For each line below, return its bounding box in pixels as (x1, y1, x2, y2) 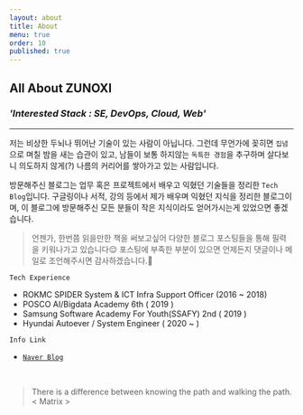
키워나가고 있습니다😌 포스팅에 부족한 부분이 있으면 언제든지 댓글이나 (41, 243, 284, 254)
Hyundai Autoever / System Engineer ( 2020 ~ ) (22, 317, 200, 328)
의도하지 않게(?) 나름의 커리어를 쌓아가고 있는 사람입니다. (18, 160, 219, 171)
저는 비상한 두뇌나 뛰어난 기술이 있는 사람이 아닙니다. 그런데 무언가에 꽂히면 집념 (9, 137, 289, 148)
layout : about (9, 13, 63, 23)
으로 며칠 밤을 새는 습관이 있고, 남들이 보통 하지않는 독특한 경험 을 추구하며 (9, 148, 266, 159)
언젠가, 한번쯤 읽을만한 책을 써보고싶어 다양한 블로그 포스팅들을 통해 (31, 232, 271, 243)
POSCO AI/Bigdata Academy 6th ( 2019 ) (22, 298, 174, 309)
